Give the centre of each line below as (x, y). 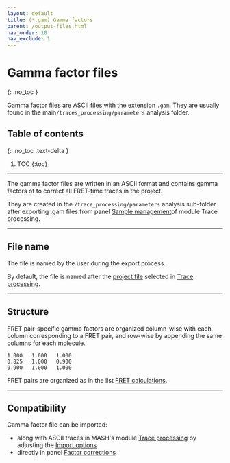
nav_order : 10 (27, 33)
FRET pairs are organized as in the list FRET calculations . (87, 380)
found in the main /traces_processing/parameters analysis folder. (98, 112)
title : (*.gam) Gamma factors (50, 20)
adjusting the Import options (57, 445)
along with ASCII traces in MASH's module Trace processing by (107, 438)
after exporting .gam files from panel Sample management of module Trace (112, 211)
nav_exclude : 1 (29, 39)
